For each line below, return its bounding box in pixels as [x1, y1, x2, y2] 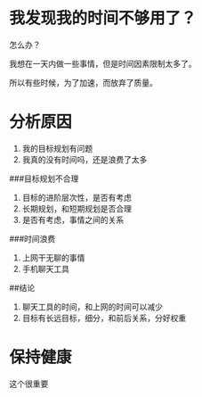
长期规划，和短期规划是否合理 [21, 203, 132, 214]
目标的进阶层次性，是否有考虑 [21, 192, 132, 203]
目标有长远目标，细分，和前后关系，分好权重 [21, 312, 187, 323]
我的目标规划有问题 [21, 143, 93, 153]
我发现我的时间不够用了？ [9, 8, 198, 29]
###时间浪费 [9, 233, 56, 244]
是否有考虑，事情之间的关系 [21, 214, 125, 225]
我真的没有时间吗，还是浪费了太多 [21, 153, 148, 165]
